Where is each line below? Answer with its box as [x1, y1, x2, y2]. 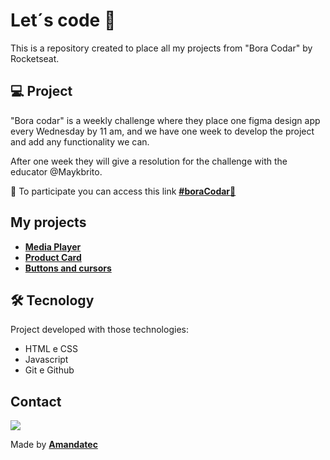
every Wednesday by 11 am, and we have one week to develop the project [10, 125, 315, 137]
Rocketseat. [10, 52, 60, 64]
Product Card [24, 251, 82, 263]
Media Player [24, 240, 82, 253]
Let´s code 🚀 [10, 9, 117, 32]
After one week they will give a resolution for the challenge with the [10, 155, 288, 167]
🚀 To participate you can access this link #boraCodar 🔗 [10, 185, 237, 197]
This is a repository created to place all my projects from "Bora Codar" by [10, 42, 313, 54]
